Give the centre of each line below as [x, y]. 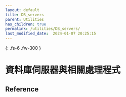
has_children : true [26, 24]
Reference [22, 89]
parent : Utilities [25, 19]
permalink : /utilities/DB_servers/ [43, 29]
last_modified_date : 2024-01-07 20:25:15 [51, 34]
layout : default [22, 10]
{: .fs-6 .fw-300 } [23, 48]
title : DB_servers [25, 15]
